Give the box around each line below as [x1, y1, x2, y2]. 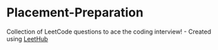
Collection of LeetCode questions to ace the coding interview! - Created [6, 27, 212, 36]
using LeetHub [6, 34, 48, 42]
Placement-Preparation [6, 5, 144, 21]
